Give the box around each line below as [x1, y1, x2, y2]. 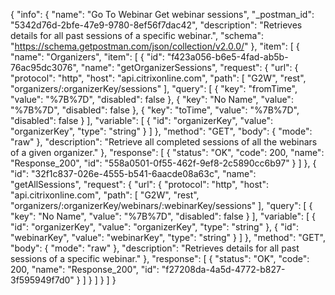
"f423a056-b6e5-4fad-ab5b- [166, 51, 289, 63]
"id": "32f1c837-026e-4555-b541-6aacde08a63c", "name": [10, 168, 257, 179]
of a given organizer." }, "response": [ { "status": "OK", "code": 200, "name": [10, 147, 325, 158]
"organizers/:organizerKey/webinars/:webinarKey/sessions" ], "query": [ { [10, 200, 313, 211]
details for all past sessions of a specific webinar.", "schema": [10, 30, 264, 41]
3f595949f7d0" [10, 274, 75, 286]
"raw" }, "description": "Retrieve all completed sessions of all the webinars [10, 136, 318, 148]
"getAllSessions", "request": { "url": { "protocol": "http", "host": [10, 179, 270, 190]
